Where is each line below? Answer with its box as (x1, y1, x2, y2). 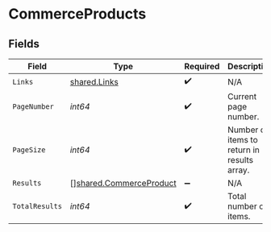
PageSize (12, 146, 46, 154)
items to (227, 135, 258, 145)
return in (227, 144, 260, 155)
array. (227, 164, 250, 176)
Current (227, 91, 257, 101)
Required (184, 61, 220, 72)
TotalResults (12, 202, 63, 210)
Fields (8, 37, 40, 51)
